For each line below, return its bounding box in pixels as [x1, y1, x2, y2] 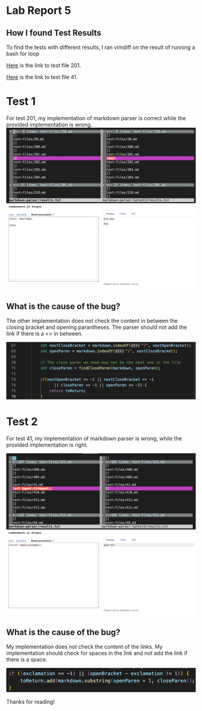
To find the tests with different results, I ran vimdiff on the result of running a [6, 43, 195, 51]
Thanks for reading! [6, 698, 55, 706]
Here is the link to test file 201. [6, 62, 81, 69]
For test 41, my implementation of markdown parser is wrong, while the [6, 435, 182, 442]
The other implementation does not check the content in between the [6, 317, 179, 325]
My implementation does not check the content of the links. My [6, 643, 163, 651]
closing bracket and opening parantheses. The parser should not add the [6, 324, 188, 331]
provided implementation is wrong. [6, 121, 93, 128]
